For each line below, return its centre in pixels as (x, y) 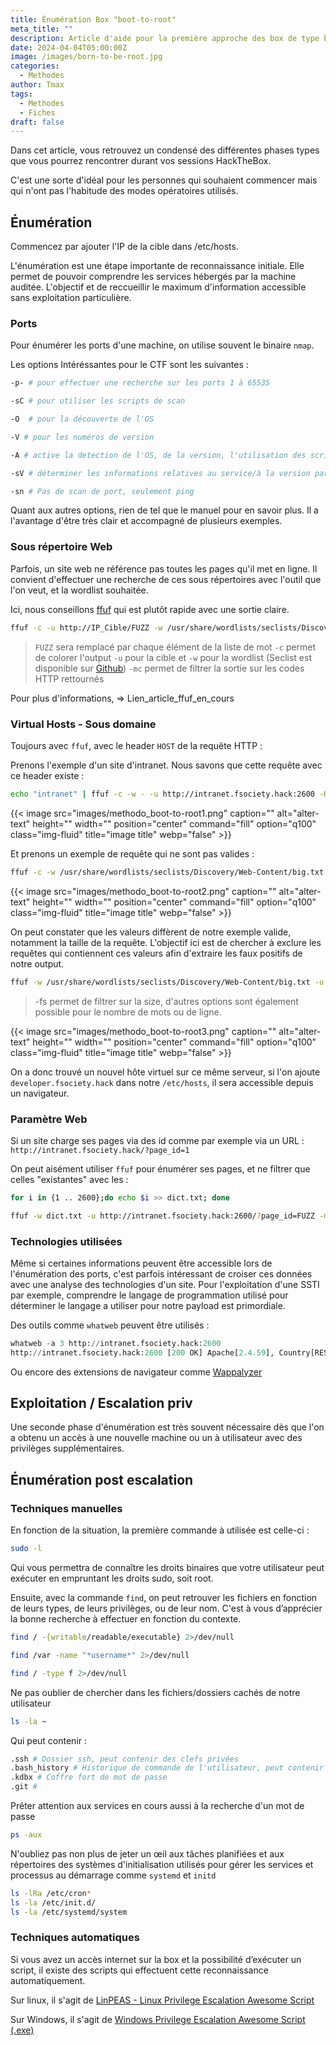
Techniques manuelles (66, 1508)
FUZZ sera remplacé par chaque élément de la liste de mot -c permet (175, 647)
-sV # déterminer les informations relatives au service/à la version (160, 473)
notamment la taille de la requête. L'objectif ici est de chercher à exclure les (166, 942)
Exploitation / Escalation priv (101, 1403)
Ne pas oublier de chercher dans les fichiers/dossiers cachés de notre (155, 1692)
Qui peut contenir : (49, 1740)
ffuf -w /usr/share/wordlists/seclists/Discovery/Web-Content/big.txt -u (167, 982)
